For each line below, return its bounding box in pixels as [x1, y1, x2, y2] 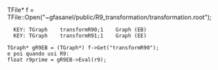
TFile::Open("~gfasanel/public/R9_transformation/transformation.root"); [7, 13, 212, 21]
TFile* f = [7, 6, 35, 14]
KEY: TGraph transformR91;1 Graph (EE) [13, 32, 147, 39]
